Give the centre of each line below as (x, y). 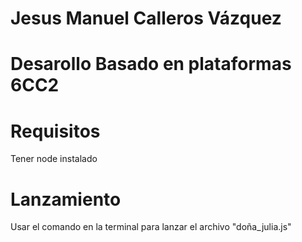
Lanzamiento (66, 199)
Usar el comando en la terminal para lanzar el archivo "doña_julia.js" (151, 227)
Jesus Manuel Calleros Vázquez (146, 18)
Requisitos (55, 131)
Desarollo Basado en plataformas (151, 64)
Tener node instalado (54, 159)
